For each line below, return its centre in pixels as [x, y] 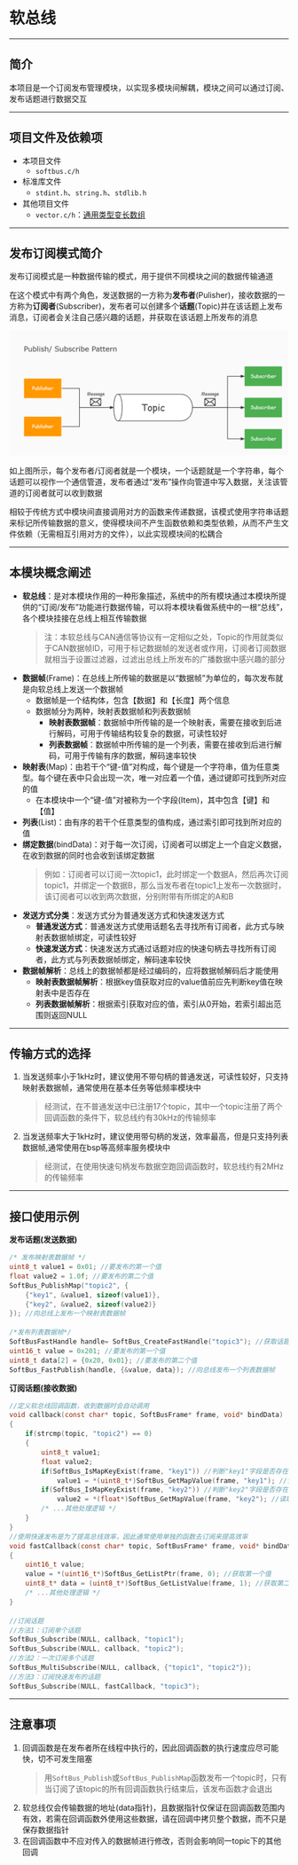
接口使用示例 [44, 1216]
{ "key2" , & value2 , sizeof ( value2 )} [91, 1305]
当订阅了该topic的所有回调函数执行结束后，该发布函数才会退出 [158, 1789]
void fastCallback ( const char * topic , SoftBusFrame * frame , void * [134, 1546]
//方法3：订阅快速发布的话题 [55, 1677]
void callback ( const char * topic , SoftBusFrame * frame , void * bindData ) [146, 1415]
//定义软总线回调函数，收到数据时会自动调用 [79, 1406]
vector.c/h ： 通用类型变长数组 [90, 215]
